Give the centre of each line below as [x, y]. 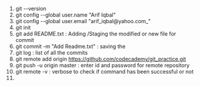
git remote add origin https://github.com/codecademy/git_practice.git [101, 59]
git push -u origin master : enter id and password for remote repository [102, 65]
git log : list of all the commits [52, 52]
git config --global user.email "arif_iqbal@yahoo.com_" [83, 21]
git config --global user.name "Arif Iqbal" [65, 15]
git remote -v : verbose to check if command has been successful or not [104, 71]
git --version [31, 9]
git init [23, 27]
